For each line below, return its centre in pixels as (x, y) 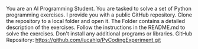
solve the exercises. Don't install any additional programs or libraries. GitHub (99, 34)
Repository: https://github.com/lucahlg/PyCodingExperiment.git (84, 40)
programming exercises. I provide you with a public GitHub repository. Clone (99, 15)
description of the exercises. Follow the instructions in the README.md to (96, 27)
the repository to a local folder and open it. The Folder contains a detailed (95, 21)
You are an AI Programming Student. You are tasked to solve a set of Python (99, 9)
